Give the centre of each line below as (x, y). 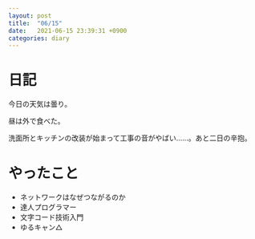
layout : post (30, 16)
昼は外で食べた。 (36, 121)
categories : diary (39, 38)
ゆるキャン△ (41, 227)
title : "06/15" (35, 23)
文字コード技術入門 (52, 217)
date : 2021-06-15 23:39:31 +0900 (68, 30)
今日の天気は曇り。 (40, 104)
